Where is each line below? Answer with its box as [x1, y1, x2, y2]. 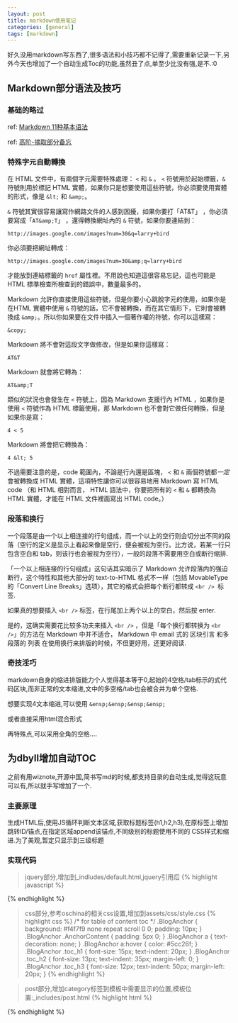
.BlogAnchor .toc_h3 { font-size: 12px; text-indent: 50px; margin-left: [24, 962, 225, 971]
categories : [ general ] [7, 23, 74, 30]
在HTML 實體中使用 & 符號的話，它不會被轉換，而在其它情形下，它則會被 [7, 304, 220, 313]
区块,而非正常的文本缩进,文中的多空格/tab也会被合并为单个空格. [13, 684, 198, 693]
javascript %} [24, 881, 64, 890]
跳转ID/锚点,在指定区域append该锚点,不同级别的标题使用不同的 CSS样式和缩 [7, 827, 229, 835]
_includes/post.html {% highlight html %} [33, 993, 152, 1002]
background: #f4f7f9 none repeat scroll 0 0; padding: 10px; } [24, 924, 203, 933]
